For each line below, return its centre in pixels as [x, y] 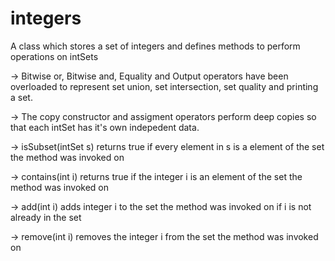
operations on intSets [54, 56]
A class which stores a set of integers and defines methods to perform [155, 46]
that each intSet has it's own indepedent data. [105, 127]
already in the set [46, 217]
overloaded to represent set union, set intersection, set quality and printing [164, 86]
